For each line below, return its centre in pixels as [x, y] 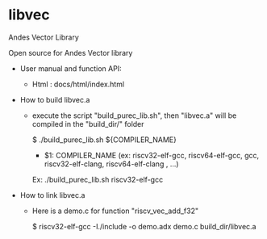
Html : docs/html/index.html [78, 84]
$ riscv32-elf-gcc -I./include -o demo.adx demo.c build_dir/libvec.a [144, 226]
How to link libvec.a [52, 195]
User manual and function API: [71, 68]
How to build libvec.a [55, 99]
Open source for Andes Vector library [71, 52]
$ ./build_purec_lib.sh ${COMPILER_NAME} [104, 140]
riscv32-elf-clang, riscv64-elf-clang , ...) [111, 164]
